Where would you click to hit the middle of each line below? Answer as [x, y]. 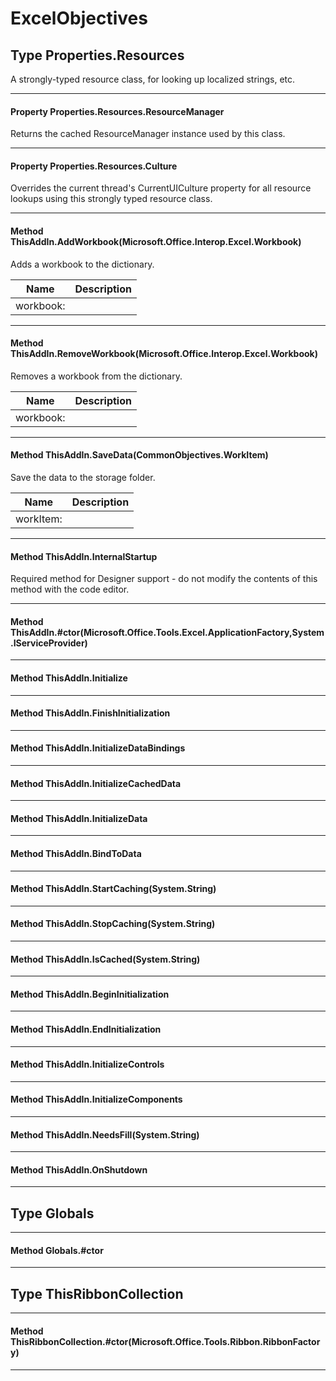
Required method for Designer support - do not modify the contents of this [164, 579]
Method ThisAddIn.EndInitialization [86, 1029]
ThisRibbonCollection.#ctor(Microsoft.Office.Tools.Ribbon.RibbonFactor [165, 1341]
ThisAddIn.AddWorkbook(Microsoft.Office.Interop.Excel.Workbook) [156, 241]
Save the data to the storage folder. [83, 478]
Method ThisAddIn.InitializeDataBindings [98, 748]
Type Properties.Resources [97, 55]
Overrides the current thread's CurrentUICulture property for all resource [161, 188]
